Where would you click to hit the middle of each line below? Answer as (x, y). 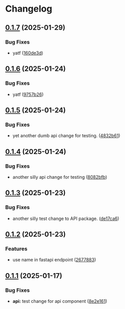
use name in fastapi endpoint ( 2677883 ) (54, 260)
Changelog (29, 9)
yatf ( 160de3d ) (28, 53)
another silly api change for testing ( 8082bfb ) (60, 177)
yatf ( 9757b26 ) (28, 94)
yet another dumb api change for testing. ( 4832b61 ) (66, 136)
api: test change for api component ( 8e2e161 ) (60, 301)
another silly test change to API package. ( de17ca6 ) (66, 218)
